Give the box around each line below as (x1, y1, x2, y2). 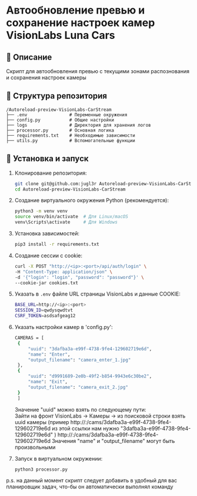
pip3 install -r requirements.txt (14, 241, 99, 247)
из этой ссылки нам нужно (52, 425, 119, 432)
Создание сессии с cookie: (14, 252, 83, 259)
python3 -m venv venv (14, 208, 68, 214)
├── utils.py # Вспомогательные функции (6, 137, 135, 143)
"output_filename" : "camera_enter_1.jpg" (28, 357, 131, 363)
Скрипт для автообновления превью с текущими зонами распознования (6, 68, 190, 74)
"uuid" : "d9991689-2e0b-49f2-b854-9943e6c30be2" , (28, 373, 152, 379)
